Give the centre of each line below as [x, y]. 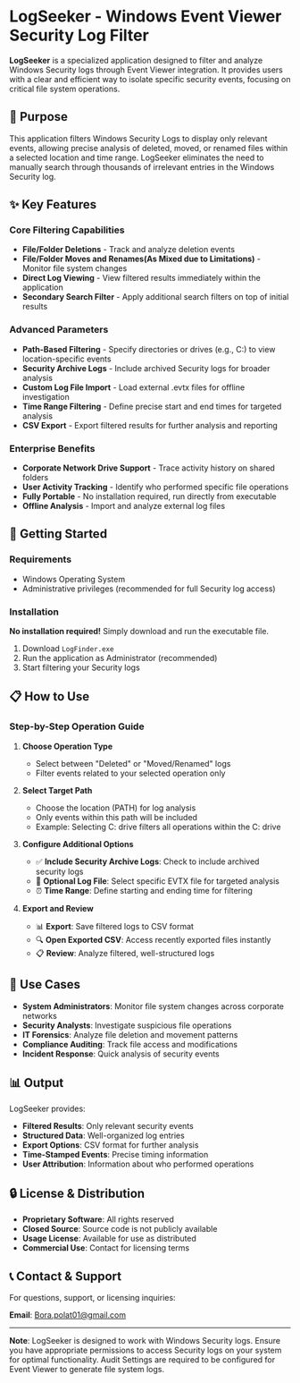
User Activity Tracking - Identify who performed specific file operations [155, 487]
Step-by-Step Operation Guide [77, 726]
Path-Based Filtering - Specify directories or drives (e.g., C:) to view [149, 349]
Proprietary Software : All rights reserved [98, 1219]
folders [35, 478]
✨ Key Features [53, 204]
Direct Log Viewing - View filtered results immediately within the [141, 278]
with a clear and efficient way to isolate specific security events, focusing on [150, 79]
